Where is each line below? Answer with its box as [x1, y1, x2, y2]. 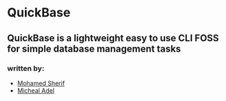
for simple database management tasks [7, 43, 181, 54]
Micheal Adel [17, 86, 55, 94]
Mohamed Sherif [17, 79, 65, 87]
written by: [7, 63, 45, 73]
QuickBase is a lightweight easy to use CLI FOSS [7, 32, 219, 44]
